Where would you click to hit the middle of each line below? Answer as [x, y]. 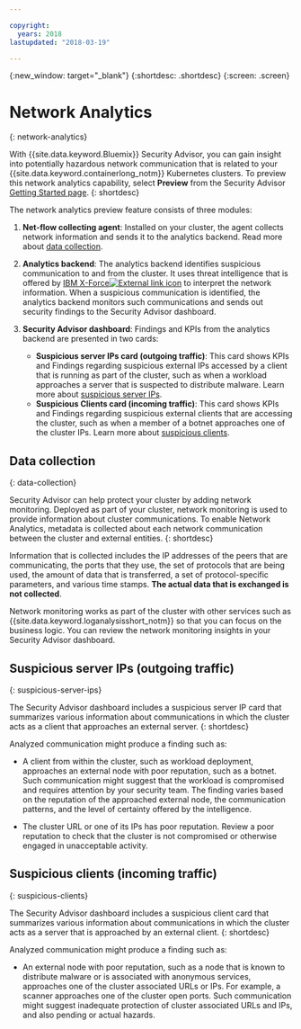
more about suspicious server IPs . [99, 394]
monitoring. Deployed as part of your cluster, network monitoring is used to [148, 510]
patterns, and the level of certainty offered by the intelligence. [137, 809]
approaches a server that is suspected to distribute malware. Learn [160, 385]
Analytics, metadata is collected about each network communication [136, 529]
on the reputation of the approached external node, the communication [154, 799]
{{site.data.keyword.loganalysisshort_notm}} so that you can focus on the [146, 621]
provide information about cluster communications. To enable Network [140, 519]
